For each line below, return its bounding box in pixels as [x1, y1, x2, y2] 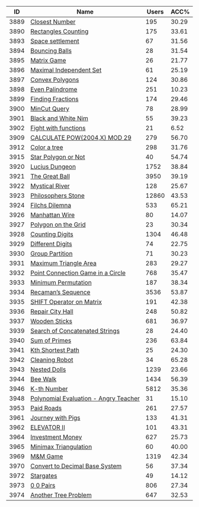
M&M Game [30, 452, 63, 460]
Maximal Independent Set [30, 66, 102, 74]
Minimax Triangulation [30, 443, 92, 451]
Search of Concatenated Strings [30, 327, 120, 335]
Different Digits [30, 240, 72, 248]
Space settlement [30, 37, 79, 45]
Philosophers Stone [30, 191, 85, 200]
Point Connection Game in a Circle [30, 269, 126, 277]
